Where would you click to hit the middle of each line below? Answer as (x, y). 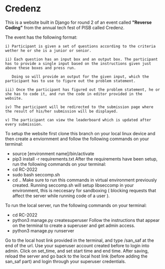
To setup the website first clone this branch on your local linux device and (80, 133)
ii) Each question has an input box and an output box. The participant (82, 59)
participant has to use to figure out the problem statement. (70, 81)
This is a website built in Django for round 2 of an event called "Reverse (79, 22)
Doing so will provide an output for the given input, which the (80, 77)
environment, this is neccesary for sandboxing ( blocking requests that (84, 190)
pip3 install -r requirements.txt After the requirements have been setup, (85, 159)
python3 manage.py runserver (43, 230)
